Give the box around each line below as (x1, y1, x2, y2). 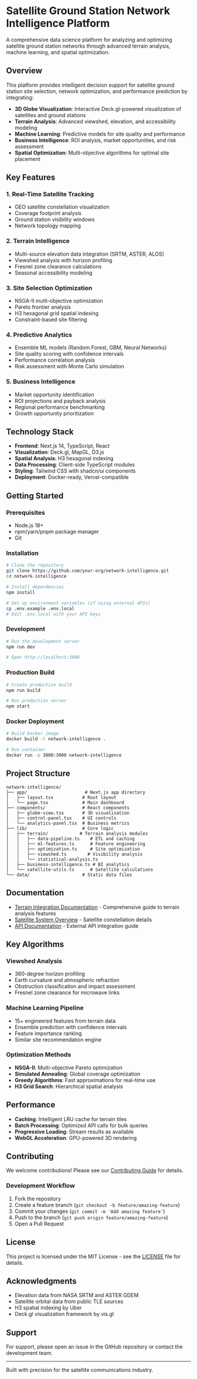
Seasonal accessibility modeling (14, 269, 93, 276)
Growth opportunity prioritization (14, 409, 94, 416)
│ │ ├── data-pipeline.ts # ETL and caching (6, 835, 135, 842)
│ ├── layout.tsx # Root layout (6, 794, 117, 801)
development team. (6, 1350, 53, 1357)
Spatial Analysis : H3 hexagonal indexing (14, 455, 114, 462)
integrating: (6, 94, 34, 101)
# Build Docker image (6, 730, 59, 737)
